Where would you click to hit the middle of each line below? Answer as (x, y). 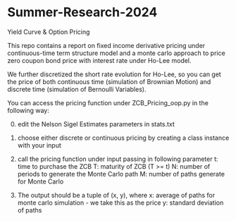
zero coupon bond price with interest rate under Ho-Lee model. (99, 60)
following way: (28, 110)
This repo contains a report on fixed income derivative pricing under (106, 45)
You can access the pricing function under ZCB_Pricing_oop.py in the (108, 102)
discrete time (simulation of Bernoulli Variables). (77, 89)
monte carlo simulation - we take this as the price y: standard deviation (120, 203)
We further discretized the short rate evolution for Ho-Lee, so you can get (114, 74)
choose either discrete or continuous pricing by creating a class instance (123, 138)
